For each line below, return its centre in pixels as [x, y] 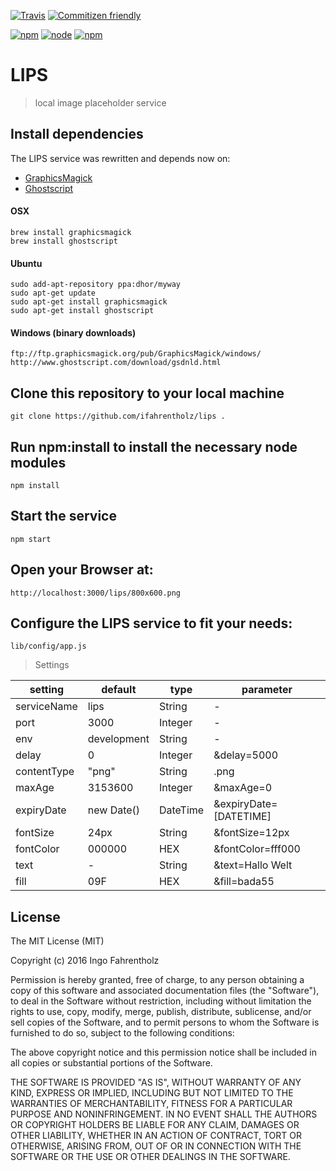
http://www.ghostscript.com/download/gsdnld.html [116, 363]
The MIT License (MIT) [57, 941]
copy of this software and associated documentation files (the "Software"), [165, 991]
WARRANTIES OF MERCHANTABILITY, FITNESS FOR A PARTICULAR [151, 1104]
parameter [267, 690]
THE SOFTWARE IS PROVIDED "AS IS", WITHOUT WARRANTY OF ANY [156, 1082]
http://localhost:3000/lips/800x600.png [96, 593]
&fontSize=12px [251, 833]
